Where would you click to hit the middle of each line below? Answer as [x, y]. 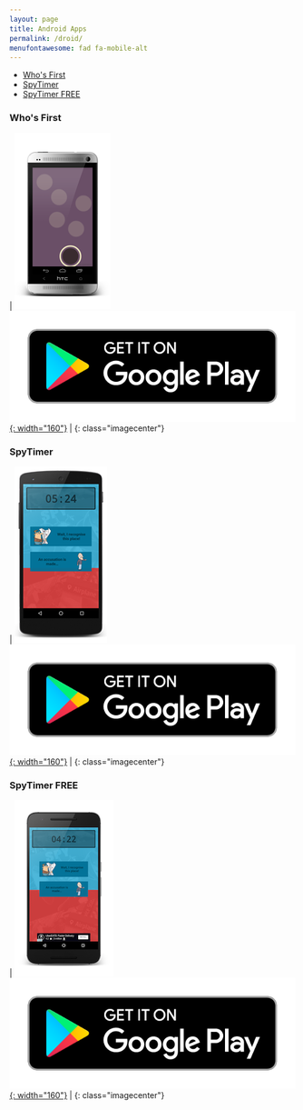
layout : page [34, 19]
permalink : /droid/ [46, 38]
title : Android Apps [49, 29]
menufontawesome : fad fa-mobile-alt [78, 48]
